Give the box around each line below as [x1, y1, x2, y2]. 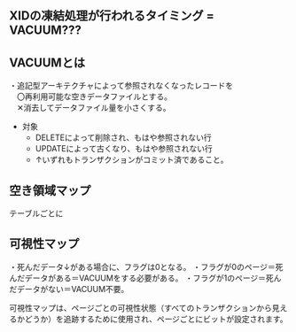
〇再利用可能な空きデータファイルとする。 [16, 91, 173, 102]
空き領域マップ [9, 182, 91, 197]
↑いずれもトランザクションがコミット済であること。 [35, 154, 229, 166]
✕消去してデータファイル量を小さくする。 [16, 103, 171, 113]
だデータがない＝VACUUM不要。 [9, 283, 129, 294]
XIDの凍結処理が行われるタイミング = [9, 8, 214, 24]
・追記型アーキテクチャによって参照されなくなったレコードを [9, 81, 233, 91]
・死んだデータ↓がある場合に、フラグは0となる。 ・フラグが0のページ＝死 [9, 261, 284, 272]
